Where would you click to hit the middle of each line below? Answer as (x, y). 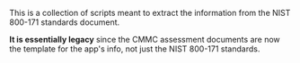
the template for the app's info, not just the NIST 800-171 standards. (135, 49)
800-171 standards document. (65, 22)
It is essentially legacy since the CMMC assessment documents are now (145, 39)
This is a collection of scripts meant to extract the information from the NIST (150, 13)
